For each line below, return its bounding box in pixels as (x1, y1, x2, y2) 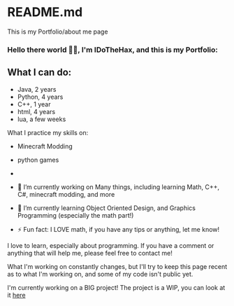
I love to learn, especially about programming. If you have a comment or (7, 241, 214, 249)
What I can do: (7, 67, 72, 78)
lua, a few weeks (17, 115, 66, 123)
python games (17, 155, 59, 164)
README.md (7, 4, 83, 20)
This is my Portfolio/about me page (7, 27, 108, 36)
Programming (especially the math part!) (17, 211, 134, 219)
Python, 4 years (17, 92, 64, 101)
